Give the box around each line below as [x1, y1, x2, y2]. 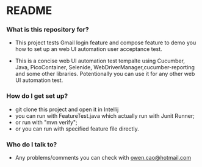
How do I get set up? [6, 92, 68, 100]
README [6, 4, 52, 18]
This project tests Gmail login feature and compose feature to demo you [15, 39, 197, 46]
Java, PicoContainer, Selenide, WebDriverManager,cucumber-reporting [15, 64, 195, 71]
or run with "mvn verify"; [15, 118, 78, 126]
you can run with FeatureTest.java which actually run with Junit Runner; [15, 112, 195, 119]
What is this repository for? [6, 26, 90, 34]
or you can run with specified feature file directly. [15, 125, 139, 132]
